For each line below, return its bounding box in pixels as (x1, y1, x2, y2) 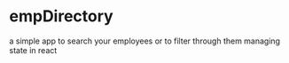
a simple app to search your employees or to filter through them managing (9, 35, 281, 46)
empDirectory (9, 6, 113, 27)
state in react (9, 44, 58, 55)
